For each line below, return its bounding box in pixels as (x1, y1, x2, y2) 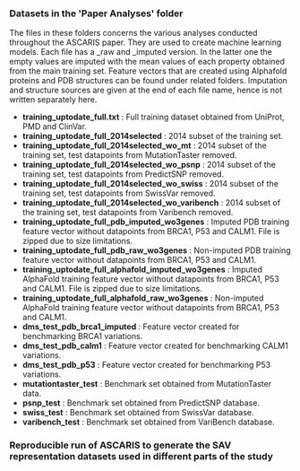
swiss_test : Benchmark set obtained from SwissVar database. (21, 407, 254, 418)
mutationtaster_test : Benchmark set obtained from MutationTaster (21, 379, 271, 389)
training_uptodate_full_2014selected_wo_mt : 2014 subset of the (21, 140, 267, 151)
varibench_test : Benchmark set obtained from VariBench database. (21, 416, 275, 428)
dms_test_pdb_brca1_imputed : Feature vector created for (21, 321, 240, 332)
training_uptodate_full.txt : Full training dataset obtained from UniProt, (21, 111, 285, 123)
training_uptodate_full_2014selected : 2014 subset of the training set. (21, 131, 284, 142)
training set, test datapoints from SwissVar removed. (21, 188, 217, 199)
